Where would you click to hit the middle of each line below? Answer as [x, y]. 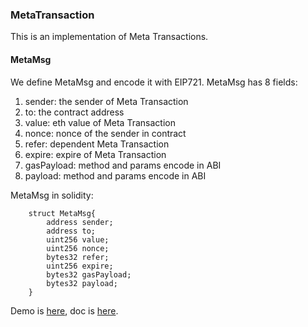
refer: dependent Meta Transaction [97, 144]
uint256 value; [78, 239]
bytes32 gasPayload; [89, 274]
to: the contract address [74, 112]
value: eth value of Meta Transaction [100, 122]
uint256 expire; [80, 266]
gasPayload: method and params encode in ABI [123, 165]
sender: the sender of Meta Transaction [106, 101]
